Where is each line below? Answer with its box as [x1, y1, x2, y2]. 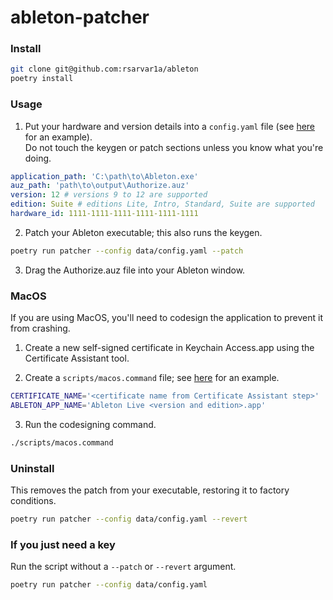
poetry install [10, 74, 74, 84]
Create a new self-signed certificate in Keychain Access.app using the [24, 342, 315, 354]
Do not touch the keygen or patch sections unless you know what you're [24, 141, 324, 153]
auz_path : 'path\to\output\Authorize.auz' [10, 181, 190, 191]
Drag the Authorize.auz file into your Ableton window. [24, 264, 246, 276]
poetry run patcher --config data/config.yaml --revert [10, 514, 248, 524]
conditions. [10, 495, 57, 506]
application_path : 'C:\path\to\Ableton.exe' [10, 171, 199, 181]
